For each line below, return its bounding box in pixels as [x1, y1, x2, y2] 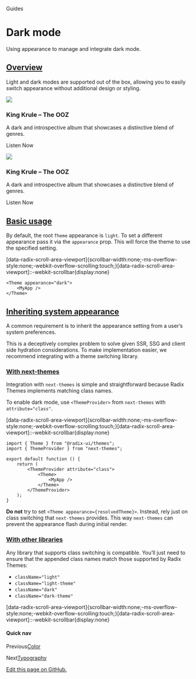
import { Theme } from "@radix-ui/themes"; [6, 441, 115, 447]
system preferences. [6, 329, 57, 336]
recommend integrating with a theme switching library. [6, 352, 139, 359]
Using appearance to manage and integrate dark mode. [6, 45, 141, 52]
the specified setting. [6, 244, 58, 251]
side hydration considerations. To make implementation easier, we [6, 346, 167, 353]
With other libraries [6, 535, 63, 544]
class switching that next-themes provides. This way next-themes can [6, 514, 174, 521]
